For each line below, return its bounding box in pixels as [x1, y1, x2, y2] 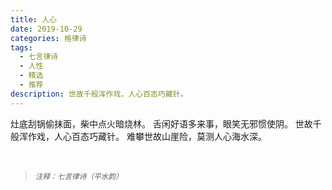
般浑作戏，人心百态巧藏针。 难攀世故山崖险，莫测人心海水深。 [10, 130, 267, 142]
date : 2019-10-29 [10, 24, 83, 34]
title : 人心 [10, 14, 57, 25]
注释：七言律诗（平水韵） [34, 171, 123, 181]
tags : [10, 42, 33, 53]
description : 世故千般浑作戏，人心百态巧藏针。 [10, 89, 188, 99]
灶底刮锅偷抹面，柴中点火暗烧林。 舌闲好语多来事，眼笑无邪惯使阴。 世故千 [10, 117, 322, 130]
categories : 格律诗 [10, 33, 87, 43]
